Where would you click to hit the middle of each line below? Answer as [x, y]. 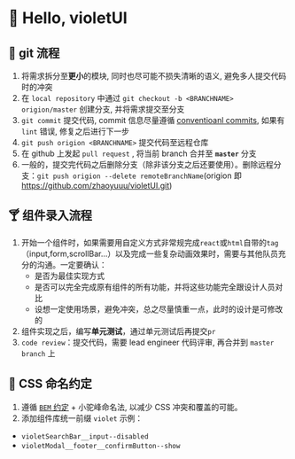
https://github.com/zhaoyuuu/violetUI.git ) [97, 186]
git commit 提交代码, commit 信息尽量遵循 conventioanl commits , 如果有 [153, 120]
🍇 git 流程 [34, 53]
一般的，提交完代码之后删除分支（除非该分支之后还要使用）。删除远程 [147, 164]
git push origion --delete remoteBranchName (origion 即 [140, 175]
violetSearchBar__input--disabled [85, 436]
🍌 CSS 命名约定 [50, 384]
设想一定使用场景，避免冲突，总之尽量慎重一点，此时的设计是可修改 [159, 308]
